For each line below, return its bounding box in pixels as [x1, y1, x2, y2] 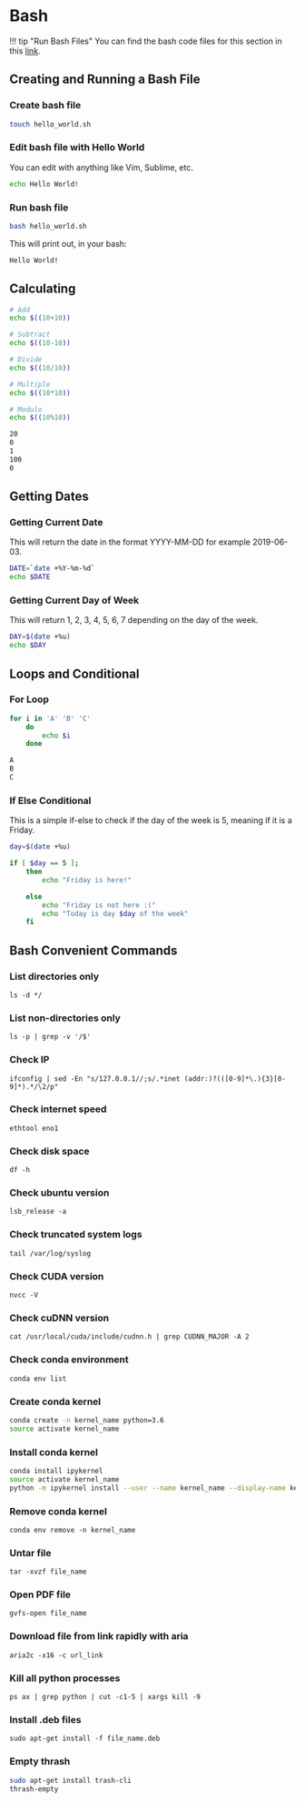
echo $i [42, 730, 71, 740]
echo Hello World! [9, 179, 79, 188]
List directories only [9, 970, 100, 983]
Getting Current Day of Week [9, 594, 140, 606]
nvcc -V [9, 1290, 39, 1300]
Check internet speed [9, 1103, 107, 1115]
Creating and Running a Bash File [9, 72, 201, 87]
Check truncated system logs [9, 1228, 143, 1241]
